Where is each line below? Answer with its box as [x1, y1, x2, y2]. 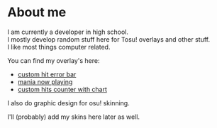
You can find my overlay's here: [7, 56, 100, 64]
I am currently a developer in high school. [7, 28, 129, 36]
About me [7, 4, 67, 21]
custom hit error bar [17, 70, 77, 78]
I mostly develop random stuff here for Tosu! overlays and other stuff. [7, 35, 211, 43]
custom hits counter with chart [17, 85, 108, 93]
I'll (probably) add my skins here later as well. [7, 112, 140, 121]
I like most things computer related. [7, 42, 111, 51]
